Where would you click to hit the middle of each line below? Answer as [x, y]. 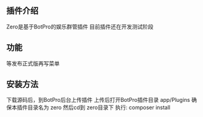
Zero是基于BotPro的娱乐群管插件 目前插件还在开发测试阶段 [80, 27]
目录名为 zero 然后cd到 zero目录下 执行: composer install [99, 107]
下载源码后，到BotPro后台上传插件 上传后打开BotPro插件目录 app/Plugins [98, 100]
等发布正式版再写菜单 [33, 63]
